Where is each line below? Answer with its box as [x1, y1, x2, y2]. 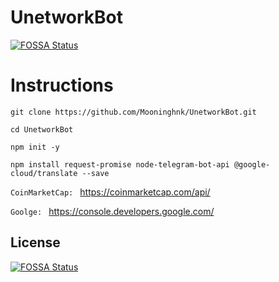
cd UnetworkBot [10, 124, 74, 135]
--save [81, 168, 110, 178]
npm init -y [10, 142, 60, 152]
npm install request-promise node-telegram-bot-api [10, 159, 230, 170]
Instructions [10, 74, 114, 97]
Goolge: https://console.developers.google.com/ [10, 205, 215, 217]
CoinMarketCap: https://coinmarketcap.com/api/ [10, 186, 211, 198]
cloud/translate [10, 168, 78, 178]
